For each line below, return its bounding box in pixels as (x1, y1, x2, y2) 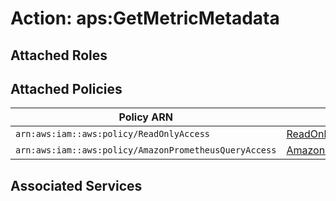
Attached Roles (10, 47, 108, 64)
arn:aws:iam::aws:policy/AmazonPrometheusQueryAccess (15, 145, 277, 156)
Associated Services (10, 177, 143, 194)
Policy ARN (118, 110, 173, 124)
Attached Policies (10, 80, 123, 97)
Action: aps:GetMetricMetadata (10, 7, 280, 30)
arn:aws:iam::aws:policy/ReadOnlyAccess (15, 128, 210, 140)
